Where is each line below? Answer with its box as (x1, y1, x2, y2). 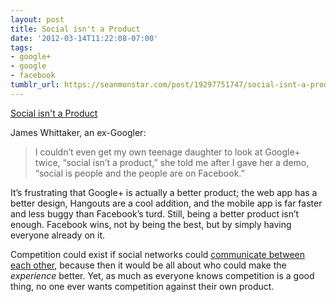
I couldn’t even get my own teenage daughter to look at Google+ (34, 146, 301, 158)
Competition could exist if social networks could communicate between (10, 248, 306, 260)
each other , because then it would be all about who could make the (10, 259, 287, 271)
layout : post (10, 14, 65, 25)
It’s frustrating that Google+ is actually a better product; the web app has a (10, 186, 318, 198)
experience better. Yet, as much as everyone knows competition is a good (10, 269, 315, 281)
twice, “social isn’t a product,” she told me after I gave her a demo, (34, 156, 310, 168)
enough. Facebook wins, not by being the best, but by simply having (10, 218, 292, 230)
